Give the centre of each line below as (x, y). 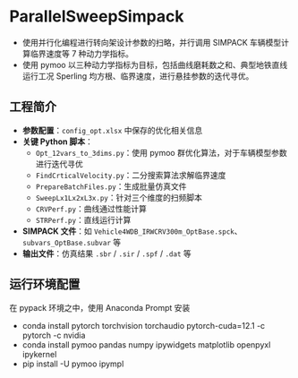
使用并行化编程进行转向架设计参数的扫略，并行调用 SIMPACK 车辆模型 (152, 42)
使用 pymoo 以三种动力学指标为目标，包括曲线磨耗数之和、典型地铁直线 (155, 64)
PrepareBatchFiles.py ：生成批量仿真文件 (111, 186)
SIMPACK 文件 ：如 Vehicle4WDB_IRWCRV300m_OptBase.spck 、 (132, 231)
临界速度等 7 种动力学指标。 (82, 53)
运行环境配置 (45, 284)
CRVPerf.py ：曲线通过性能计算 (91, 209)
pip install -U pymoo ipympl (73, 364)
